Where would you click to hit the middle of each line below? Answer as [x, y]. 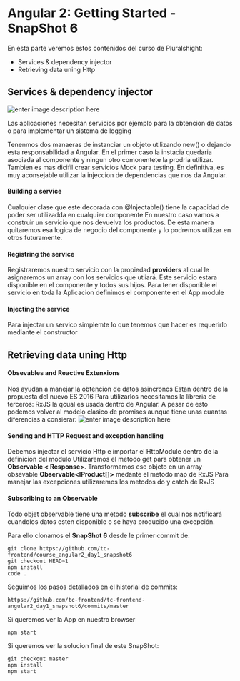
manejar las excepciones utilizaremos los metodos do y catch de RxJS [111, 482]
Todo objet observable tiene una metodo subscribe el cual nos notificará [115, 514]
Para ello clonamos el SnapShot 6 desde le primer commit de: [99, 536]
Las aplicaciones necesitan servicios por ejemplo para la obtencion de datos [120, 123]
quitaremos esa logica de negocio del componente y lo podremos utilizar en [119, 229]
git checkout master [38, 659]
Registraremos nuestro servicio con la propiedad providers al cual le [108, 270]
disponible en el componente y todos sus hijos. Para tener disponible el [112, 285]
